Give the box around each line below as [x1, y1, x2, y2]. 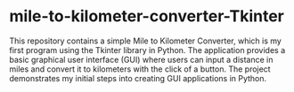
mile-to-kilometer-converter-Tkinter [9, 6, 285, 27]
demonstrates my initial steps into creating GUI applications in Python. [9, 73, 267, 83]
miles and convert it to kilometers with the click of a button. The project [9, 64, 271, 74]
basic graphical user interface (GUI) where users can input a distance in [9, 54, 274, 65]
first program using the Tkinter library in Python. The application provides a [9, 44, 286, 55]
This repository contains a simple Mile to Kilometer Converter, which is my [9, 35, 282, 46]
